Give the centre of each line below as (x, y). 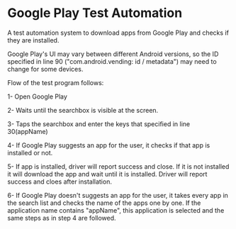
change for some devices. (45, 69)
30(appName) (28, 131)
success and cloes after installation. (60, 181)
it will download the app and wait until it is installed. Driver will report (107, 174)
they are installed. (33, 40)
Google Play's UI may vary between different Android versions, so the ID (113, 54)
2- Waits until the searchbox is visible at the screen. (83, 110)
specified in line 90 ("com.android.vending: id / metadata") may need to (112, 61)
